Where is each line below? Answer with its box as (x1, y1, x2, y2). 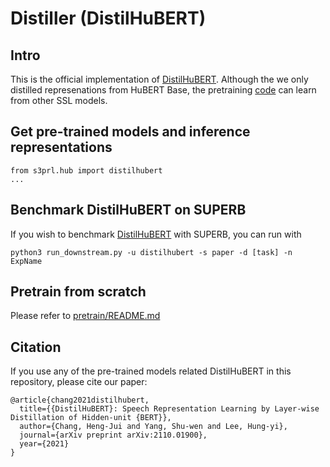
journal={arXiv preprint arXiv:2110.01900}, (19, 430, 208, 441)
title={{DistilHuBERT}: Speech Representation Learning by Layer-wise (19, 404, 320, 414)
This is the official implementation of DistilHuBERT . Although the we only (10, 73, 309, 85)
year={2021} (19, 439, 70, 449)
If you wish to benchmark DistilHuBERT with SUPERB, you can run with (10, 228, 302, 240)
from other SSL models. (10, 95, 108, 106)
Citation (10, 338, 62, 356)
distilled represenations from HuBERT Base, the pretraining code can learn (10, 84, 317, 96)
